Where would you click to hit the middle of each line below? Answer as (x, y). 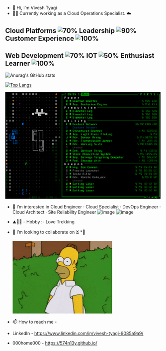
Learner (18, 63)
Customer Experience (40, 39)
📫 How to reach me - (35, 322)
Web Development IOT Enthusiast (80, 56)
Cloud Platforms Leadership (60, 31)
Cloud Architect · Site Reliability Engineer (54, 212)
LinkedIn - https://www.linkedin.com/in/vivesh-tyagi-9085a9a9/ (78, 334)
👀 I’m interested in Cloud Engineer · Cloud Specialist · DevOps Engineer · (86, 207)
